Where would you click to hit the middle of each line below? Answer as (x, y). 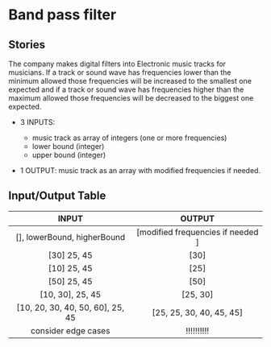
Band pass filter (63, 15)
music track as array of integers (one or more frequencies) (129, 138)
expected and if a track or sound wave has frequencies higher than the (126, 89)
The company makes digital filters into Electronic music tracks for (117, 64)
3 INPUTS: (38, 122)
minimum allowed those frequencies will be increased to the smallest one (130, 81)
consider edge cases (71, 330)
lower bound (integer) (68, 146)
